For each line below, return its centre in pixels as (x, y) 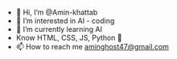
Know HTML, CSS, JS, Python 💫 (69, 37)
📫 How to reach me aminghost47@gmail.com (92, 47)
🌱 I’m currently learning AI (59, 29)
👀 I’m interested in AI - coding (65, 21)
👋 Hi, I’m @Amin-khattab (57, 12)
